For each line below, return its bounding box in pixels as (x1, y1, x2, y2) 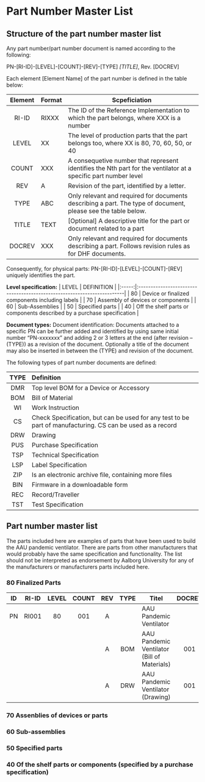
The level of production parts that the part (68, 131, 188, 140)
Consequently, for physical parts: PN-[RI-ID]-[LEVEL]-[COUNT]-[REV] (6, 265, 183, 272)
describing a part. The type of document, (68, 199, 186, 207)
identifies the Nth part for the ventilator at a (68, 164, 192, 172)
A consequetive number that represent (68, 157, 179, 165)
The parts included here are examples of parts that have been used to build (6, 537, 196, 544)
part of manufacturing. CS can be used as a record (31, 421, 177, 429)
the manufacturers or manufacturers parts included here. (6, 563, 149, 570)
